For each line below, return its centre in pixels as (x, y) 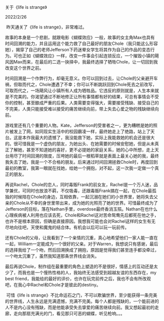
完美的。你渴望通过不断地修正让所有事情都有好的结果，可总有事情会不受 (86, 96)
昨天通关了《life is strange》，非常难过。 (46, 27)
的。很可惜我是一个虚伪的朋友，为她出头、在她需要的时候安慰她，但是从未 (80, 144)
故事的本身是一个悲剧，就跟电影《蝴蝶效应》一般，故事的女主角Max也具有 (80, 37)
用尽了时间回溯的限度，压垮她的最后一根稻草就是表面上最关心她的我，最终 (84, 156)
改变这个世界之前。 (24, 68)
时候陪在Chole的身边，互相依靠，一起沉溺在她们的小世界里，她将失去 (83, 197)
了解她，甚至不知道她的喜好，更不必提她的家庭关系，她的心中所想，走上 (82, 150)
